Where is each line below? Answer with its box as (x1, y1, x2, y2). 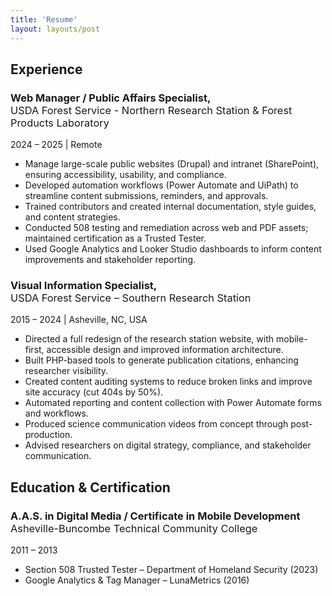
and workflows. (24, 407, 89, 420)
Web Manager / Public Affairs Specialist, (10, 91, 212, 105)
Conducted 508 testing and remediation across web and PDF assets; (24, 222, 309, 234)
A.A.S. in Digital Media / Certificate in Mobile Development (10, 509, 301, 523)
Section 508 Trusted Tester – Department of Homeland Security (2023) (24, 564, 319, 576)
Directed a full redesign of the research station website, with (24, 333, 275, 345)
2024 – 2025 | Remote (10, 139, 103, 151)
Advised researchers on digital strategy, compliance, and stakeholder (24, 439, 312, 451)
